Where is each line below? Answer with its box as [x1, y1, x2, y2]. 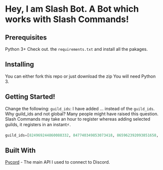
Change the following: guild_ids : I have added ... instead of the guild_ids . [5, 106, 155, 111]
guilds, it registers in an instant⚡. [5, 121, 71, 127]
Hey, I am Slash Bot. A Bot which [5, 3, 139, 15]
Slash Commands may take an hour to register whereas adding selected [5, 116, 151, 122]
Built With [5, 146, 36, 154]
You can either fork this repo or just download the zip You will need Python [5, 73, 156, 79]
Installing [5, 60, 34, 69]
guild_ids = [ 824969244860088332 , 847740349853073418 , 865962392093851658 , [5, 133, 159, 138]
